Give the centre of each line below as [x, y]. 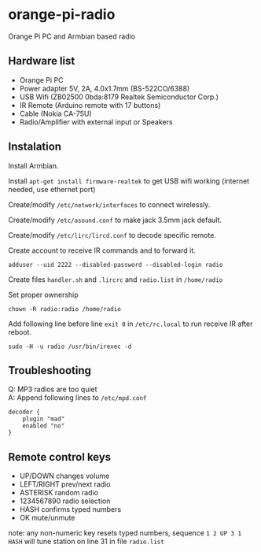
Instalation [35, 147]
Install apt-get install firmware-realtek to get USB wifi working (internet [129, 181]
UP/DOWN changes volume [64, 476]
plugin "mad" [44, 419]
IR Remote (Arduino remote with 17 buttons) [90, 105]
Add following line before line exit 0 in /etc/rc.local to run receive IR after [130, 324]
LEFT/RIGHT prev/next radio [65, 484]
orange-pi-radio [62, 15]
